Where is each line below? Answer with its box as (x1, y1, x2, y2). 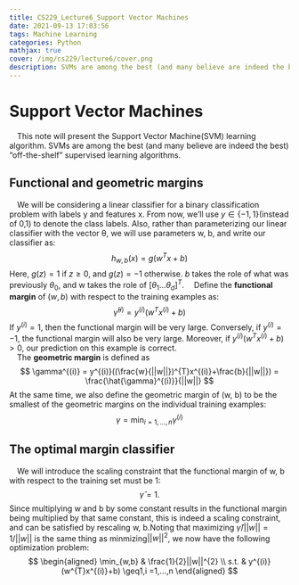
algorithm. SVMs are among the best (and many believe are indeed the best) (9, 140, 289, 151)
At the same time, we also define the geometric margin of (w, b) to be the (9, 389, 278, 400)
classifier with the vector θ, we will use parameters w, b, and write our (9, 227, 266, 238)
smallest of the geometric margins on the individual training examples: (9, 399, 267, 409)
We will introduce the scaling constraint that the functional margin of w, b (17, 466, 285, 476)
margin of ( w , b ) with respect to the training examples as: (9, 291, 220, 301)
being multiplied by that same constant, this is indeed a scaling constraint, (9, 512, 281, 523)
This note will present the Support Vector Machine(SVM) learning (17, 130, 256, 141)
